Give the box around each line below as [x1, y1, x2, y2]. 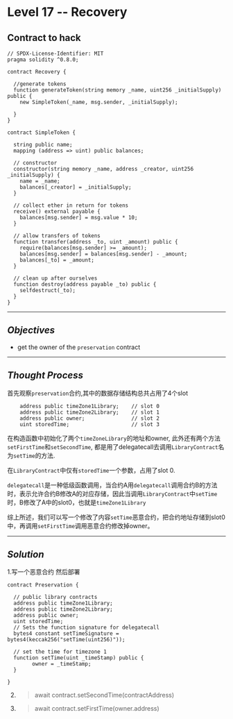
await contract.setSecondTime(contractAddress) [34, 691, 175, 700]
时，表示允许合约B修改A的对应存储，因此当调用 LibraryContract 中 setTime [7, 489, 218, 498]
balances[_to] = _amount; [19, 257, 95, 264]
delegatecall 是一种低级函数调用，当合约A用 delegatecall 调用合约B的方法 [7, 480, 218, 489]
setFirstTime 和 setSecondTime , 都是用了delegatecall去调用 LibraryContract [7, 442, 218, 451]
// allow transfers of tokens [13, 232, 101, 239]
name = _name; [19, 178, 60, 185]
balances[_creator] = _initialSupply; [19, 184, 132, 191]
